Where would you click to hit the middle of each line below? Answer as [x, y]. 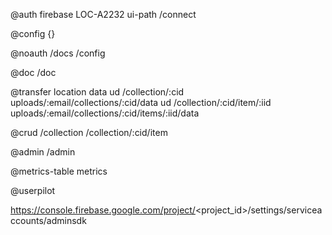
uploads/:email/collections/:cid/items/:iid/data [105, 113]
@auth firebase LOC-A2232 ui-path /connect [103, 14]
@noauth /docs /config [58, 53]
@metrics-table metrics [59, 171]
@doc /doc [33, 72]
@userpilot [33, 190]
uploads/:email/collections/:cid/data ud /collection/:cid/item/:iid [141, 102]
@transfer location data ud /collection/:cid [97, 92]
